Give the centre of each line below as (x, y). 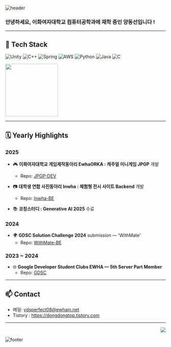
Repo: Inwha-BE (37, 198)
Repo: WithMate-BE (41, 243)
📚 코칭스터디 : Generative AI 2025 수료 (53, 209)
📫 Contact (23, 294)
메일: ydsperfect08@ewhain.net (46, 310)
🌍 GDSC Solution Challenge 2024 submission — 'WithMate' (77, 235)
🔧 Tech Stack (26, 44)
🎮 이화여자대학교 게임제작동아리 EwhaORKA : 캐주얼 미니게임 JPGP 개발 (86, 164)
